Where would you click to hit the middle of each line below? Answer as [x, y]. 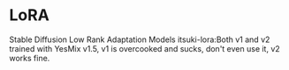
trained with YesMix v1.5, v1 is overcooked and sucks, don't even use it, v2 [144, 48]
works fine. [30, 58]
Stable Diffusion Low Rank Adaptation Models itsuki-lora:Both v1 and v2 [140, 39]
